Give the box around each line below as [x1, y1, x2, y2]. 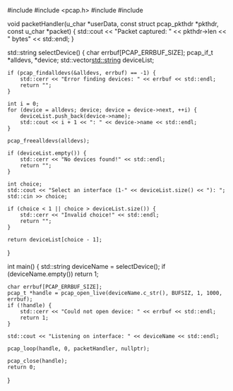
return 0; [7, 363, 37, 371]
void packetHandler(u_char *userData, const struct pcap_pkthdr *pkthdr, [7, 20, 219, 28]
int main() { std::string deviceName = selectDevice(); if [7, 263, 166, 270]
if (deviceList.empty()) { [7, 150, 87, 157]
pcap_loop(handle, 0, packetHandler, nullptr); [7, 345, 150, 352]
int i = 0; [7, 100, 40, 107]
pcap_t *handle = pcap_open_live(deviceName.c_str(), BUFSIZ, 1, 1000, [7, 289, 222, 296]
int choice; [7, 181, 42, 188]
